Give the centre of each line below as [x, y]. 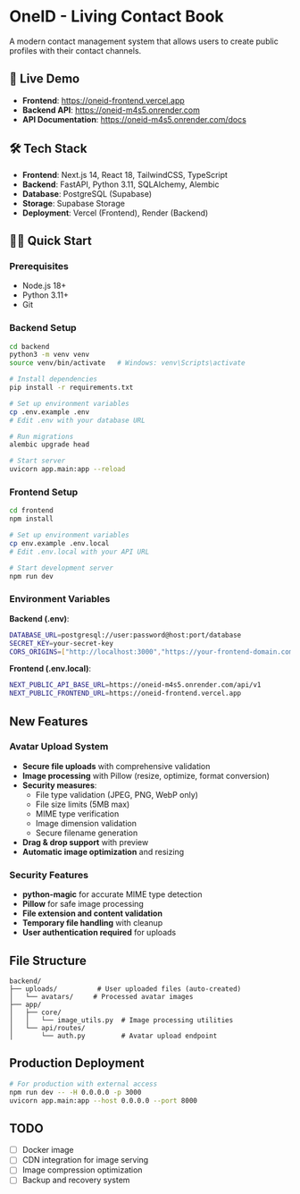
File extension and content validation [92, 913]
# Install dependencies [54, 379]
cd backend [29, 346]
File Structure [48, 960]
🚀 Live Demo [45, 79]
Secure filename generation [87, 833]
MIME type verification [77, 813]
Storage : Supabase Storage [73, 203]
